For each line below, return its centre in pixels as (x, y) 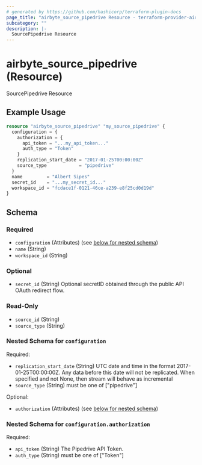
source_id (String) (37, 319)
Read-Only (23, 306)
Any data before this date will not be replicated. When (128, 372)
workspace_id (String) (41, 255)
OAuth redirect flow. (40, 290)
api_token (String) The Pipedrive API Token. (69, 449)
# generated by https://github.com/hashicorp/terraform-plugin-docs (94, 12)
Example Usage (36, 112)
